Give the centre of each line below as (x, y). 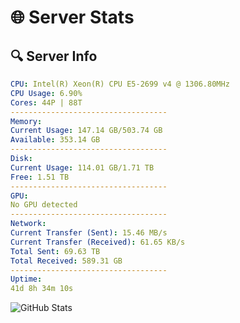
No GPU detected (44, 205)
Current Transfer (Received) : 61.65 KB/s (98, 242)
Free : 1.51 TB (40, 177)
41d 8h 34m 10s (42, 289)
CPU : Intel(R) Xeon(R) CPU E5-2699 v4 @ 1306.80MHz (120, 84)
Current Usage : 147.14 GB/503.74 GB (86, 131)
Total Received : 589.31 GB (66, 261)
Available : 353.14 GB (55, 140)
